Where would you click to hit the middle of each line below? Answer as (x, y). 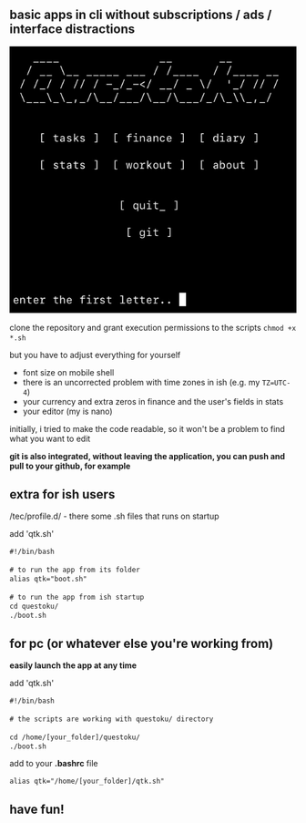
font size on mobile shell (68, 372)
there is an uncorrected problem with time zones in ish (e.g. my (141, 382)
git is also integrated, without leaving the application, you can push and (147, 456)
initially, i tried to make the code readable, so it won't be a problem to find (147, 428)
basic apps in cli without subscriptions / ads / (141, 15)
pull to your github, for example (70, 466)
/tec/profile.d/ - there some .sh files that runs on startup (114, 516)
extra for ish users (62, 494)
